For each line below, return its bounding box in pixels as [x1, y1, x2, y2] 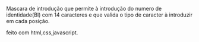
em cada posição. [6, 18, 50, 24]
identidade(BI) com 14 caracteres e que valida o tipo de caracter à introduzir [6, 11, 193, 18]
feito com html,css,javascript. [6, 29, 78, 36]
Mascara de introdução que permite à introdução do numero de [6, 5, 162, 12]
